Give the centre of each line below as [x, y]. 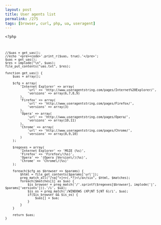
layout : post [18, 10]
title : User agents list [30, 14]
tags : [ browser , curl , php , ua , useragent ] [50, 23]
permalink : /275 [22, 19]
